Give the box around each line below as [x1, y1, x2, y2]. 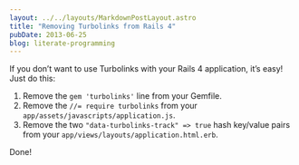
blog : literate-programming [9, 38, 116, 48]
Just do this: [9, 73, 56, 84]
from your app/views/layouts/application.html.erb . [22, 129, 219, 141]
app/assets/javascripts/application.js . [22, 110, 176, 121]
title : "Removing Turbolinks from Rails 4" [9, 22, 177, 31]
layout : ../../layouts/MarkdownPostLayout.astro [9, 13, 197, 23]
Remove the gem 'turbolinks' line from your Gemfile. [22, 91, 222, 102]
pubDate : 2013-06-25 [9, 30, 88, 39]
